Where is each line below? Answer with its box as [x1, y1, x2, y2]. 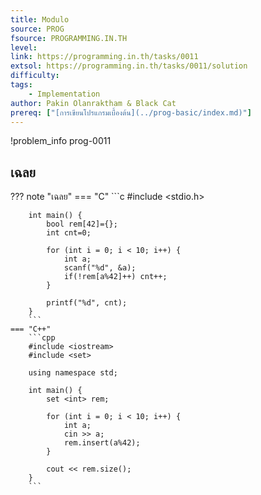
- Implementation [28, 89, 101, 99]
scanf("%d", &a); [63, 263, 137, 273]
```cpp [28, 333, 56, 343]
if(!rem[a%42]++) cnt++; [63, 272, 168, 282]
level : [10, 42, 38, 53]
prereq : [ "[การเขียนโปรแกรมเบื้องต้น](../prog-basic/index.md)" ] [10, 107, 252, 118]
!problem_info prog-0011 [10, 135, 112, 147]
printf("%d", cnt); [46, 298, 128, 308]
